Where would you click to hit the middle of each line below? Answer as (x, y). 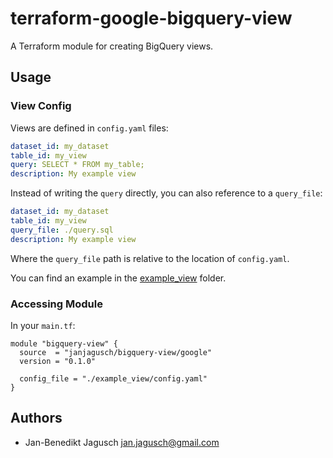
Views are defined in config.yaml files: (89, 128)
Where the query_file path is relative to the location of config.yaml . (150, 258)
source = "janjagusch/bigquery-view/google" (116, 352)
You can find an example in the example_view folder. (118, 278)
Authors (36, 418)
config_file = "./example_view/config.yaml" (113, 378)
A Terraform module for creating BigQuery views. (112, 46)
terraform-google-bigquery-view (151, 18)
